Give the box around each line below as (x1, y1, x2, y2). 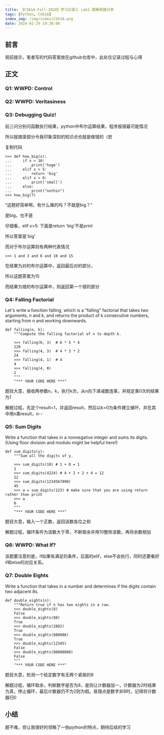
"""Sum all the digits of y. (14, 453, 73, 458)
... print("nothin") (5, 188, 65, 193)
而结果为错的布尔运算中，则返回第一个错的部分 (5, 283, 99, 289)
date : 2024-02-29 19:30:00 (5, 21, 60, 26)
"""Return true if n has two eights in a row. (14, 602, 111, 607)
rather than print (5, 492, 43, 497)
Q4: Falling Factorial (5, 296, 54, 303)
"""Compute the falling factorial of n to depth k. (14, 331, 121, 337)
